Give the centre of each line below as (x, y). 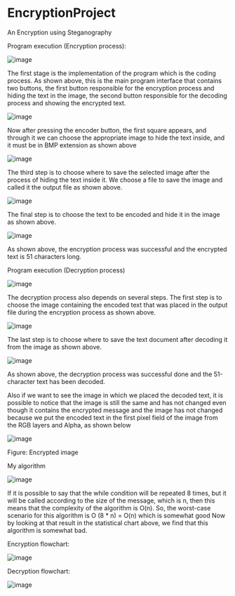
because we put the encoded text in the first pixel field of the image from (113, 417)
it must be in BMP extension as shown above (72, 145)
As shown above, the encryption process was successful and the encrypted (117, 249)
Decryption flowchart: (39, 571)
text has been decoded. (71, 381)
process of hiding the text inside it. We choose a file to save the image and (115, 180)
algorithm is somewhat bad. (47, 530)
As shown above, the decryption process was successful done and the (110, 374)
